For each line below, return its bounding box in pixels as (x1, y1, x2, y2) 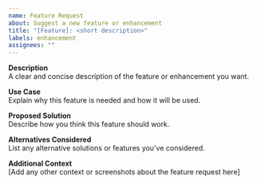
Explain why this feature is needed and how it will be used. (8, 96, 201, 105)
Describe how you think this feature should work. (8, 119, 170, 129)
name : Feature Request (8, 11, 84, 20)
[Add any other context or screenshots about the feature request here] (8, 167, 241, 177)
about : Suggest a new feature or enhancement (8, 19, 162, 27)
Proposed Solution (8, 111, 72, 120)
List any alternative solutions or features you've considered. (8, 143, 205, 153)
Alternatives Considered (8, 135, 92, 144)
